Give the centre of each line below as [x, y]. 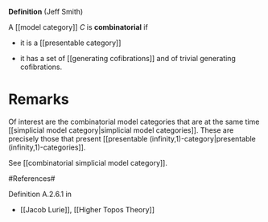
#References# [32, 178]
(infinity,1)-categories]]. [47, 147]
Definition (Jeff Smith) [46, 12]
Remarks [39, 99]
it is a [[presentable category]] [70, 43]
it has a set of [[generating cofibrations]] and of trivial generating [128, 58]
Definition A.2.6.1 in [40, 194]
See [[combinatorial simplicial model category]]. [88, 162]
